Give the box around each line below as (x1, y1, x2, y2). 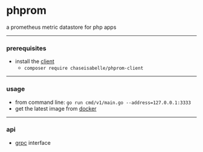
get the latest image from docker (14, 105, 97, 112)
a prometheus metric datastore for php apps (6, 23, 117, 31)
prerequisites (6, 44, 47, 52)
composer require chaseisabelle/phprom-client (24, 65, 144, 71)
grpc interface (14, 139, 51, 146)
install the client (14, 58, 54, 65)
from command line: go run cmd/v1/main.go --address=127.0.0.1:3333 (14, 99, 192, 106)
